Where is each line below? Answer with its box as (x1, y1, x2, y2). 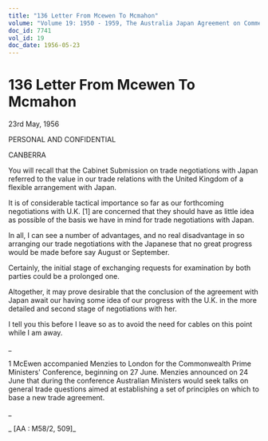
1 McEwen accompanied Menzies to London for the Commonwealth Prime (8, 359, 251, 368)
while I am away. (8, 328, 63, 338)
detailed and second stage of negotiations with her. (8, 304, 177, 314)
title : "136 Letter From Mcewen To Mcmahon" (8, 11, 159, 20)
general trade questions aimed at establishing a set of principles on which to (8, 384, 259, 394)
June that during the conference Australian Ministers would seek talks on (8, 376, 249, 386)
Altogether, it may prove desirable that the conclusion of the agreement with (8, 287, 259, 296)
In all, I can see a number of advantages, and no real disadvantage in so (8, 231, 245, 240)
